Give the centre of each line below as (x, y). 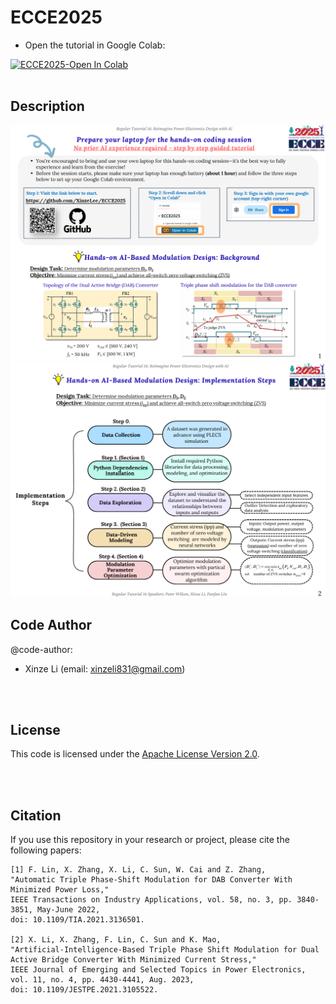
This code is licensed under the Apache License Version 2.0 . (135, 754)
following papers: (46, 850)
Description (47, 106)
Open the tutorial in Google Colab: (95, 45)
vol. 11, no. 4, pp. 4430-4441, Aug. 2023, (102, 980)
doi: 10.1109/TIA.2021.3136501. (77, 920)
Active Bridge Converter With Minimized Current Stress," (133, 960)
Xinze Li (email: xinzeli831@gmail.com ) (105, 668)
